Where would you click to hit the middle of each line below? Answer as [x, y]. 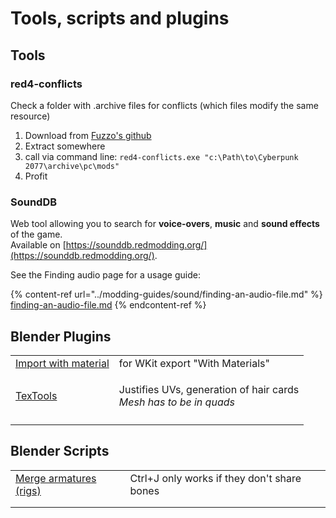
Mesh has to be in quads [176, 402]
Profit [36, 176]
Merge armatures [56, 478]
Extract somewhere [65, 146]
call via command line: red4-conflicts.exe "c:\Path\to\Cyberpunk [161, 156]
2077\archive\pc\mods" [72, 166]
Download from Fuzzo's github [88, 135]
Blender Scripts [60, 451]
